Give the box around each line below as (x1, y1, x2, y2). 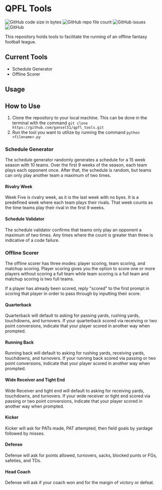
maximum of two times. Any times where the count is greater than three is (5, 232, 153, 238)
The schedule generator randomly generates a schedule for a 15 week (5, 157, 146, 163)
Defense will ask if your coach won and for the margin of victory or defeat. (5, 480, 154, 486)
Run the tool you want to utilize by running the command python (12, 129, 140, 135)
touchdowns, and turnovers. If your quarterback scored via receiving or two (5, 318, 157, 324)
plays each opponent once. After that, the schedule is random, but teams (5, 167, 152, 173)
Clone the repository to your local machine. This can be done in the (12, 115, 147, 120)
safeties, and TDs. (5, 457, 41, 463)
